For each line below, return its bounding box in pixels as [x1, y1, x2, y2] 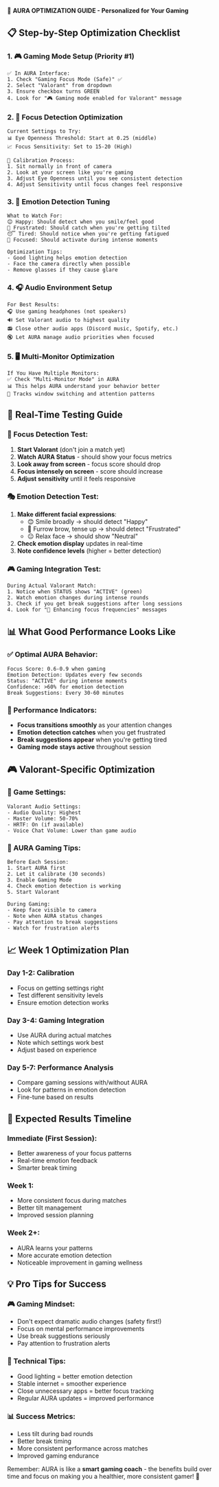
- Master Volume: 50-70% [7, 815, 78, 822]
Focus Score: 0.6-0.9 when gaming [7, 665, 106, 672]
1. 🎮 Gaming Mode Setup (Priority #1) [7, 51, 135, 61]
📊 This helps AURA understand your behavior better [7, 382, 160, 389]
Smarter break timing [16, 1164, 78, 1172]
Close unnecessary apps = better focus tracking [16, 1387, 154, 1395]
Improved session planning [16, 1211, 94, 1219]
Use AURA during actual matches [16, 1031, 112, 1039]
